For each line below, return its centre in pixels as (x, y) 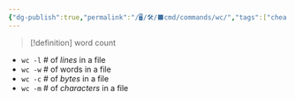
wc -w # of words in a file (66, 69)
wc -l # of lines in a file (63, 59)
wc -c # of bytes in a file (65, 78)
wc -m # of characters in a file (75, 88)
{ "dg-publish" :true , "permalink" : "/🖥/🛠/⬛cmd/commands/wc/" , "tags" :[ (138, 17)
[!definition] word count (73, 42)
